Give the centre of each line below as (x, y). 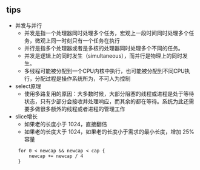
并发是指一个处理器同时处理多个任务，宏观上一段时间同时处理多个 (106, 33)
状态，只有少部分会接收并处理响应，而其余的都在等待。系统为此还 (106, 101)
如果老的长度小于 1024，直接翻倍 (65, 124)
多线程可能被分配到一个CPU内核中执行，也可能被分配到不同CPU (104, 71)
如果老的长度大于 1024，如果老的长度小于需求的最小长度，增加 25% (109, 131)
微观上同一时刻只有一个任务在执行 (77, 40)
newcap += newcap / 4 (56, 156)
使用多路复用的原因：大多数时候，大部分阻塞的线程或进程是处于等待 (109, 93)
